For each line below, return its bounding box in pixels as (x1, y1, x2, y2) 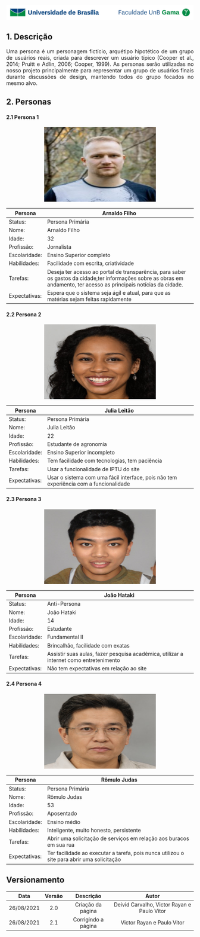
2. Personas (6, 97, 52, 107)
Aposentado (47, 810, 77, 817)
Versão (44, 893, 63, 900)
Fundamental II (47, 633, 83, 641)
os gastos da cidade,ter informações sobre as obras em (47, 274, 183, 282)
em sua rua (47, 841, 75, 849)
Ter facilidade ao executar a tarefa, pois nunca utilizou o (47, 850, 185, 857)
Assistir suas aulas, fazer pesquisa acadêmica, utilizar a (47, 650, 183, 657)
